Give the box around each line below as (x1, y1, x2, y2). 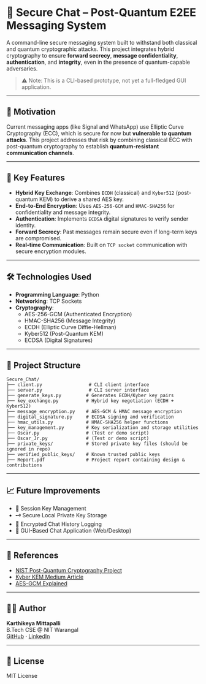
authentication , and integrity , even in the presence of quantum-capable (6, 58, 190, 66)
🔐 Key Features (6, 173, 66, 183)
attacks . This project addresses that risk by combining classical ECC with (6, 136, 193, 143)
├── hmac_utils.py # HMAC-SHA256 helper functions (6, 419, 169, 425)
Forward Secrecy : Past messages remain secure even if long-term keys (15, 228, 197, 235)
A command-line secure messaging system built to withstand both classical (6, 39, 197, 46)
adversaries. (6, 64, 38, 72)
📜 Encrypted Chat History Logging (15, 520, 102, 528)
